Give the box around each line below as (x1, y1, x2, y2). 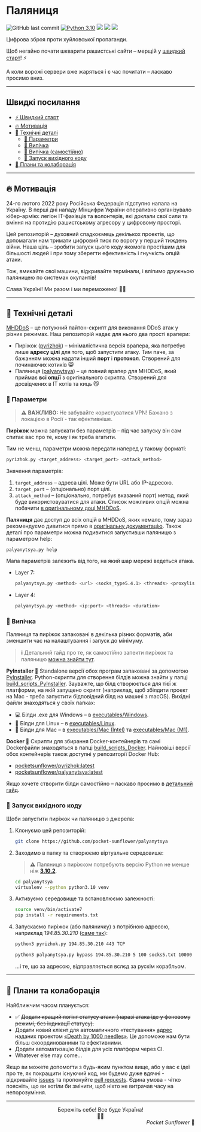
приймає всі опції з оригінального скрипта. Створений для (14, 374, 167, 381)
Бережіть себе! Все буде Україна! (57, 1106, 144, 1113)
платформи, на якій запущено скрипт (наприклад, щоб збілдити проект (6, 686, 188, 694)
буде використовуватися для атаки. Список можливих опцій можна (14, 498, 189, 505)
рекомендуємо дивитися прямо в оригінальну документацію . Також (6, 522, 182, 529)
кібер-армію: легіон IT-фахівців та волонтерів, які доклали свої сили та (6, 212, 188, 219)
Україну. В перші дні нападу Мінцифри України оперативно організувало (6, 206, 192, 213)
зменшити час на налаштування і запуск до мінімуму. (6, 637, 144, 644)
